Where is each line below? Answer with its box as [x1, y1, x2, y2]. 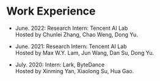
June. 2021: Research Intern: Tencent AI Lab [15, 43, 127, 50]
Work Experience [6, 4, 96, 18]
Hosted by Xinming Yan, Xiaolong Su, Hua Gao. [15, 67, 134, 74]
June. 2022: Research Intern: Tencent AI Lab [15, 24, 128, 32]
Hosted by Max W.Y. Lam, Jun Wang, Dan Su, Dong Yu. [15, 49, 155, 56]
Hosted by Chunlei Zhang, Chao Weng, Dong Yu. [15, 30, 139, 38]
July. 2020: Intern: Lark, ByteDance [15, 61, 105, 68]
